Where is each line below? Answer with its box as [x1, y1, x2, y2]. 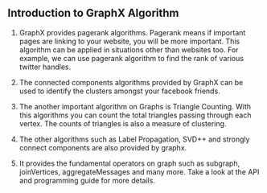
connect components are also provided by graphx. [18, 142, 187, 152]
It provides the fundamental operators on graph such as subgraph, [18, 158, 240, 168]
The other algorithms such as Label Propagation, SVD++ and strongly [18, 134, 250, 144]
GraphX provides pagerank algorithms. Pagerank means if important [18, 27, 246, 37]
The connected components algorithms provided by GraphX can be [18, 77, 244, 87]
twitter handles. [18, 62, 72, 72]
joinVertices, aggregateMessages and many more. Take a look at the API [18, 166, 260, 176]
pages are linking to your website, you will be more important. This [18, 36, 240, 46]
